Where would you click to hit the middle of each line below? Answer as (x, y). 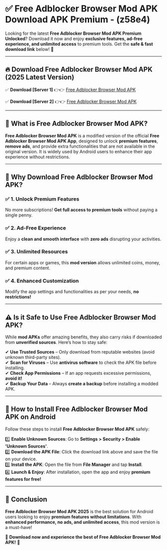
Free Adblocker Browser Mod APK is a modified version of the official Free (82, 135)
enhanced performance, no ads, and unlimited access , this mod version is (83, 522)
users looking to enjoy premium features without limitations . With (73, 517)
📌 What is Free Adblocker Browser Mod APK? (77, 124)
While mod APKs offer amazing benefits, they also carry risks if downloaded (84, 337)
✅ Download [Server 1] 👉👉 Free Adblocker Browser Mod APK (70, 90)
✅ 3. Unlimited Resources (37, 252)
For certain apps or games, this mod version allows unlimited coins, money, (83, 262)
